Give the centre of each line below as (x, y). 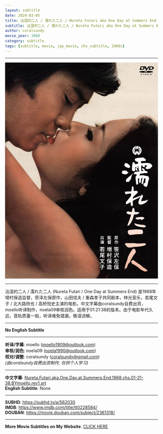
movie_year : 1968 (23, 36)
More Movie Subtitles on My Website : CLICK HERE (57, 426)
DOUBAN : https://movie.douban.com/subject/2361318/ (60, 412)
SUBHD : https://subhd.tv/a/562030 (40, 402)
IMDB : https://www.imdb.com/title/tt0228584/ (51, 407)
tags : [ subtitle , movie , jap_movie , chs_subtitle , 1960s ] (65, 46)
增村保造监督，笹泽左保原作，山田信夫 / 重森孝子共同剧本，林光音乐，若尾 (79, 297)
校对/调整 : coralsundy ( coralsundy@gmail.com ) (52, 356)
